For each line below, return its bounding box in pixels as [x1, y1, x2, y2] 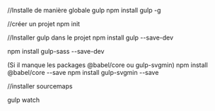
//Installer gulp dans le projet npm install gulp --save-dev [7, 33, 174, 42]
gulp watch [7, 95, 40, 104]
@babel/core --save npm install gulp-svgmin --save [7, 69, 159, 76]
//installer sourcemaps [7, 82, 73, 90]
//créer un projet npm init [7, 20, 80, 28]
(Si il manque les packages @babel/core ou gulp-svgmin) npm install [7, 61, 209, 69]
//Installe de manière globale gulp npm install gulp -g [7, 6, 161, 14]
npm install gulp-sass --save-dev [7, 47, 105, 55]
